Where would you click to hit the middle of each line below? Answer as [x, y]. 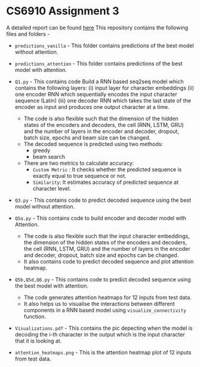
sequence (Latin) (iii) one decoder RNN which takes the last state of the [103, 101]
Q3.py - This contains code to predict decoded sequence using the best [103, 200]
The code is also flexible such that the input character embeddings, [107, 236]
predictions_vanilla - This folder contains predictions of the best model [104, 46]
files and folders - [28, 34]
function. [35, 316]
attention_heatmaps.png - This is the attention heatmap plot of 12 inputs [103, 352]
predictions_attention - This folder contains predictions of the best [99, 63]
